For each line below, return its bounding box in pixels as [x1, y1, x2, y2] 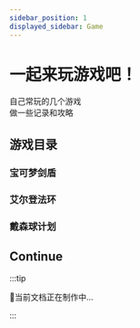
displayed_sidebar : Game [9, 22, 104, 31]
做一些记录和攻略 [9, 107, 74, 119]
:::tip [9, 273, 26, 284]
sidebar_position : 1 [9, 13, 88, 23]
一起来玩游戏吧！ [9, 64, 138, 85]
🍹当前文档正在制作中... [9, 291, 94, 302]
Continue [9, 249, 64, 264]
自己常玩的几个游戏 [9, 96, 82, 107]
